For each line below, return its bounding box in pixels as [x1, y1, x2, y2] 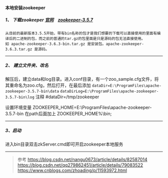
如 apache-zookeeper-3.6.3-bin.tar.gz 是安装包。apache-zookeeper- [5, 41, 144, 46]
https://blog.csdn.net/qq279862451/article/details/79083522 [17, 162, 143, 168]
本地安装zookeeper [5, 4, 46, 10]
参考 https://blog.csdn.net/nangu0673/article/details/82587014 [17, 156, 147, 162]
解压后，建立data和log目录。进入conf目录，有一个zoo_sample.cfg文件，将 [5, 76, 159, 82]
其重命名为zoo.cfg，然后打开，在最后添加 [5, 82, 91, 88]
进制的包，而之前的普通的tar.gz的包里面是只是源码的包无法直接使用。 [19, 36, 145, 41]
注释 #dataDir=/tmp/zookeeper [35, 94, 99, 100]
